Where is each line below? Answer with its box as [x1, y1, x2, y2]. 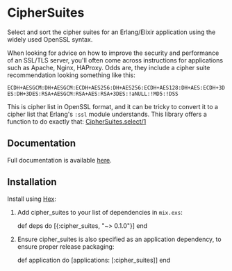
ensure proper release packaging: [17, 242, 115, 251]
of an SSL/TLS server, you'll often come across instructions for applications [7, 56, 224, 64]
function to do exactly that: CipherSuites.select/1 [7, 117, 147, 126]
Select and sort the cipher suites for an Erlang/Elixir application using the [7, 28, 216, 36]
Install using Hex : [7, 195, 57, 203]
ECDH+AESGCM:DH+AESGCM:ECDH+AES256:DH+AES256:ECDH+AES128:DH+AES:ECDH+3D [7, 84, 226, 91]
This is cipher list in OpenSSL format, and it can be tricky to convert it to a [7, 102, 219, 110]
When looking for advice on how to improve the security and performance [7, 49, 219, 57]
